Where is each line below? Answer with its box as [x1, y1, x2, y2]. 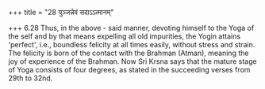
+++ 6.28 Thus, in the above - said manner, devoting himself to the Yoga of [8, 24, 255, 32]
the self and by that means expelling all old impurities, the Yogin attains [8, 32, 240, 41]
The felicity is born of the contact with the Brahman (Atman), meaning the [8, 48, 249, 57]
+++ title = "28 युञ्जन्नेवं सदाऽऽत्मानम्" [8, 8, 114, 17]
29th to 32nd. [8, 73, 53, 83]
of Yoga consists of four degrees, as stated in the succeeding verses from [8, 65, 251, 74]
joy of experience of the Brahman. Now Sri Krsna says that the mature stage [8, 57, 257, 66]
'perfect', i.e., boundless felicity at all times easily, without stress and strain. [8, 40, 255, 49]
